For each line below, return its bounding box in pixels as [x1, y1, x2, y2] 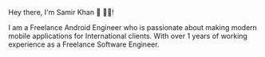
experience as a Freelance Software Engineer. [8, 40, 160, 49]
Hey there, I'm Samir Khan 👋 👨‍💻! [8, 8, 114, 17]
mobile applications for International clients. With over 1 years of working [8, 32, 247, 40]
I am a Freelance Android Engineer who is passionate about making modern [8, 23, 258, 32]
